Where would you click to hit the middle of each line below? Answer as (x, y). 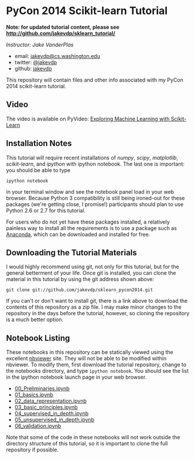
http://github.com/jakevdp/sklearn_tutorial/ (61, 33)
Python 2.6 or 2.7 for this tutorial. (46, 210)
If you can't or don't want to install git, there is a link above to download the (97, 301)
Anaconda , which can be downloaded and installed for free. (78, 234)
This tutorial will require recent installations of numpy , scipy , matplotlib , (92, 157)
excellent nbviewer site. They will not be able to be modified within (86, 359)
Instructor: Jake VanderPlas (40, 45)
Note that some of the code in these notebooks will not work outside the (93, 437)
